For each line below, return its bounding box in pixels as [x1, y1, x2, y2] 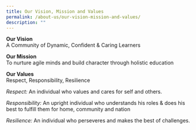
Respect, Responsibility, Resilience [6, 77, 90, 84]
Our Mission [6, 53, 37, 60]
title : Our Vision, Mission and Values [6, 8, 104, 15]
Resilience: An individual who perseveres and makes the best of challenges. [6, 117, 190, 124]
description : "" [6, 19, 46, 25]
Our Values [6, 71, 34, 78]
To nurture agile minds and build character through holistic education [6, 59, 174, 66]
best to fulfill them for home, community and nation [6, 106, 131, 113]
